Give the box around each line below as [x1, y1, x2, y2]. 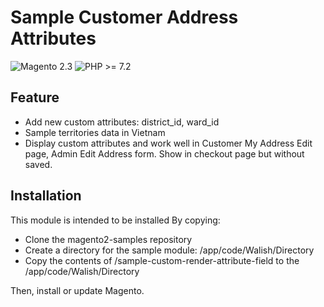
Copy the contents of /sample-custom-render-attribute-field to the [24, 254, 300, 266]
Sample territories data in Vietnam [24, 126, 166, 138]
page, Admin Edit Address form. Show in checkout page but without [24, 147, 305, 160]
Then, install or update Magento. [10, 284, 145, 296]
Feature [10, 89, 60, 106]
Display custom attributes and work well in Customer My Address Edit [24, 137, 313, 149]
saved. [24, 158, 53, 170]
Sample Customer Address [10, 6, 239, 29]
